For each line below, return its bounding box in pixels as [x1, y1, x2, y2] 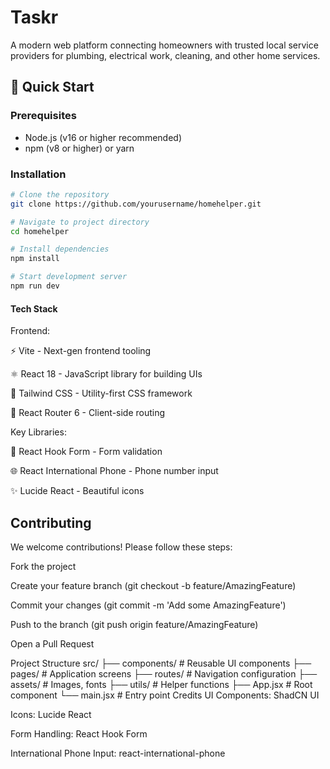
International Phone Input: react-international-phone [10, 747, 226, 759]
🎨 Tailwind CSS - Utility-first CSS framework [10, 387, 193, 400]
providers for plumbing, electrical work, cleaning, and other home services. [10, 49, 321, 61]
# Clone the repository [10, 189, 110, 200]
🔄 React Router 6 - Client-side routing [10, 407, 166, 419]
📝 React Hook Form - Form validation [10, 446, 163, 458]
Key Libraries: [10, 426, 67, 438]
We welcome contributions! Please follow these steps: [10, 541, 233, 553]
